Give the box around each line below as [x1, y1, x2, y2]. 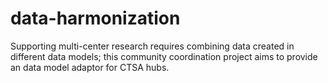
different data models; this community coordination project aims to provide [10, 50, 318, 62]
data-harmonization [10, 7, 181, 30]
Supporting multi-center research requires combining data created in [10, 40, 295, 52]
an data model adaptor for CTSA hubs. [10, 61, 170, 73]
